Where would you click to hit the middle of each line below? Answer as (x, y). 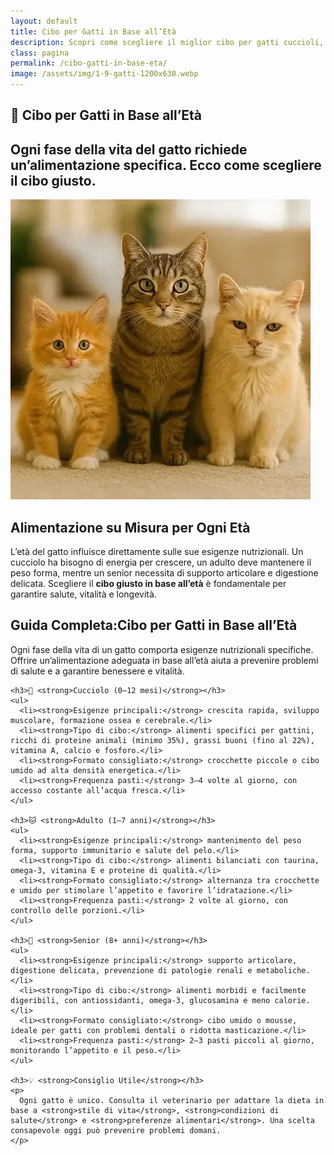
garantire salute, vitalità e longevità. (83, 594)
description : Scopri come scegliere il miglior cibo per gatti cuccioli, (167, 42)
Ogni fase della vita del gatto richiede (129, 149)
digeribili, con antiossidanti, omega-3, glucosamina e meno (140, 1000)
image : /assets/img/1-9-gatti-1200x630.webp (104, 74)
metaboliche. (283, 970)
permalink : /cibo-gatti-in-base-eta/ (89, 63)
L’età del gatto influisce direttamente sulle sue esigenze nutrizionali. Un (157, 552)
